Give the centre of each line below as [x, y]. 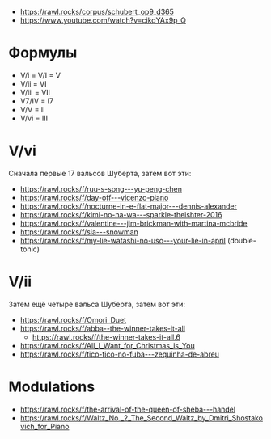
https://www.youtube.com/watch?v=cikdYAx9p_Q [103, 20]
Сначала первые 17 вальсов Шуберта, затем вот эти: [100, 173]
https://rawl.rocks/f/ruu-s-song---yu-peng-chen [101, 188]
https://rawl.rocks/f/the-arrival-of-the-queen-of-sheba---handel [128, 409]
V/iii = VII [35, 92]
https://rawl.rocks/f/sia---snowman [79, 232]
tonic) [30, 249]
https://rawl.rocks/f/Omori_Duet [73, 319]
